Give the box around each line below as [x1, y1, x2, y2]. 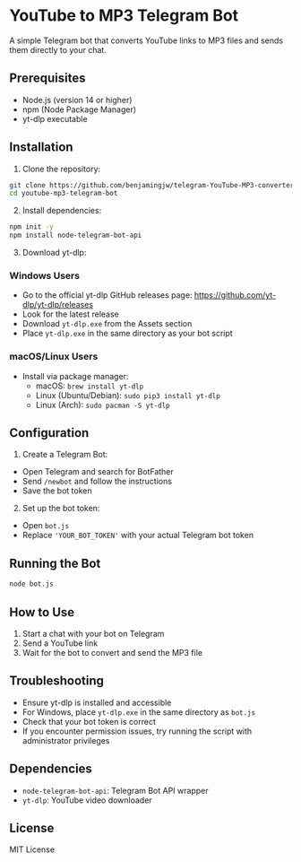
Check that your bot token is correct [21, 716, 157, 727]
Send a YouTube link [21, 638, 99, 649]
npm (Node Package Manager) [21, 104, 137, 115]
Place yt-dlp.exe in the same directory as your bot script [21, 328, 233, 339]
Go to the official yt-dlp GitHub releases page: [21, 290, 193, 300]
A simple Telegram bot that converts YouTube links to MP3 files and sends [9, 35, 284, 46]
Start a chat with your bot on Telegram [21, 628, 165, 639]
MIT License [9, 844, 56, 855]
